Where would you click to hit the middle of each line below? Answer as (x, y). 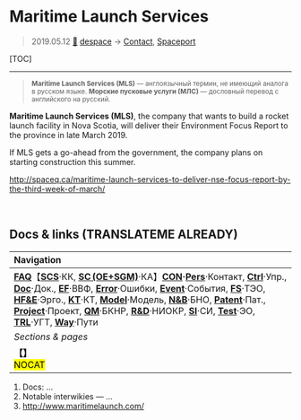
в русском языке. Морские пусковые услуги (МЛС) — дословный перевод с (155, 92)
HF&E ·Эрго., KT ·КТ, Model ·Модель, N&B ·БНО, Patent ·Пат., (140, 300)
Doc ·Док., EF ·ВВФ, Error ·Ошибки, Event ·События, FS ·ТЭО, (140, 288)
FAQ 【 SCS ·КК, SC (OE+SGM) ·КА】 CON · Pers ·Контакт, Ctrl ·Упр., (150, 276)
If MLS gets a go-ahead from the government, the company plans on (136, 152)
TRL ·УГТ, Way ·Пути (56, 322)
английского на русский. (71, 99)
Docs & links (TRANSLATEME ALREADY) (124, 235)
